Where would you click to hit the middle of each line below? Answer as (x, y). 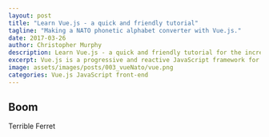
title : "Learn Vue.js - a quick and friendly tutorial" (103, 23)
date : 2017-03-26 (37, 38)
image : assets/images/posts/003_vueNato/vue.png (91, 68)
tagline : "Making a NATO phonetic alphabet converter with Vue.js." (125, 30)
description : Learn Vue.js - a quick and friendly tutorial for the (125, 53)
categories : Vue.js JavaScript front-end (78, 75)
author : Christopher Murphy (55, 45)
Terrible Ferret (32, 126)
